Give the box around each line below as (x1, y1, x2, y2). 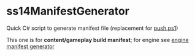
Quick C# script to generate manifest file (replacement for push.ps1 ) (6, 24, 178, 32)
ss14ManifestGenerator (6, 4, 130, 18)
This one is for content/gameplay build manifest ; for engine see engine (6, 36, 189, 43)
